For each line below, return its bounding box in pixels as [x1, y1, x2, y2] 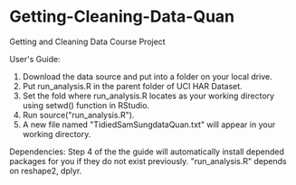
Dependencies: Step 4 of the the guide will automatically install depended [9, 146, 285, 157]
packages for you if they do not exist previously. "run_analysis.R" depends [9, 155, 287, 166]
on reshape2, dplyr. [9, 165, 82, 176]
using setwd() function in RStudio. [22, 99, 150, 110]
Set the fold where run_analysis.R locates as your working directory [22, 90, 274, 101]
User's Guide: [9, 53, 61, 64]
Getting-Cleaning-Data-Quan [9, 6, 235, 27]
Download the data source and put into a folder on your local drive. [22, 70, 273, 82]
